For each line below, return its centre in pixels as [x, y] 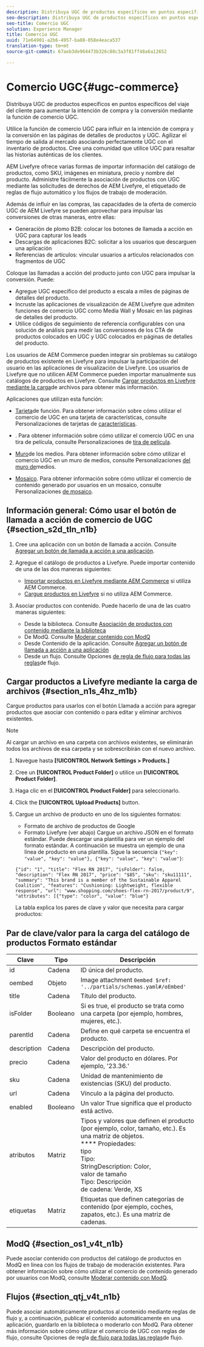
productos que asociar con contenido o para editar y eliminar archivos [94, 712]
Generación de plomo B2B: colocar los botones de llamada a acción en [104, 228]
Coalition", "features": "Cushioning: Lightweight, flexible [94, 886]
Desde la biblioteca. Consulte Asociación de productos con [98, 624]
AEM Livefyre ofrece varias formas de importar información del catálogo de [101, 166]
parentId [21, 1035]
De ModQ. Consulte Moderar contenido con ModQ [87, 636]
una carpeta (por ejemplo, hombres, [132, 1013]
